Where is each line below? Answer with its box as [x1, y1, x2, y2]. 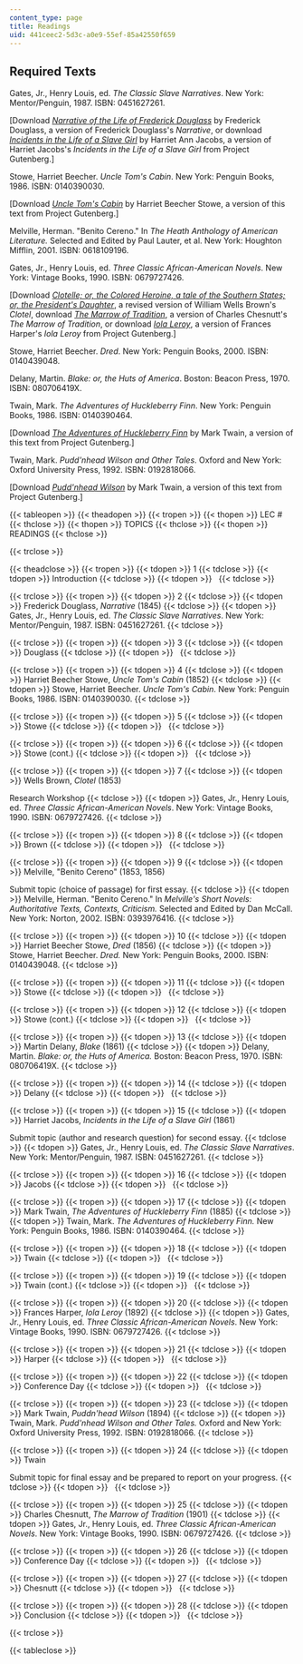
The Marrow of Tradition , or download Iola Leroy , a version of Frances [9, 318, 271, 329]
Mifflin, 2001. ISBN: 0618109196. [9, 245, 129, 256]
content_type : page [9, 13, 83, 23]
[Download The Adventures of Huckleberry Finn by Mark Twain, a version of [9, 427, 294, 438]
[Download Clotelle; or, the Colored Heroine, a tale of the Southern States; [9, 289, 286, 300]
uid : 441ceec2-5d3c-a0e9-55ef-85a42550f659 [9, 30, 176, 39]
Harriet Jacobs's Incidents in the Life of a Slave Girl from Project [9, 144, 251, 155]
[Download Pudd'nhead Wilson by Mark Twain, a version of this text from [9, 482, 283, 493]
